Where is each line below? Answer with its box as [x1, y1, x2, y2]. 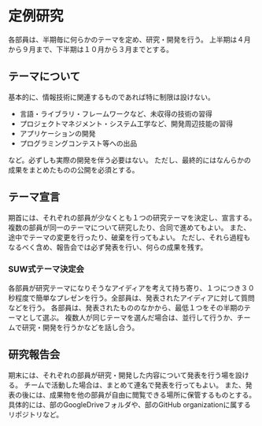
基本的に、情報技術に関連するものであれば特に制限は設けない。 [8, 92, 215, 102]
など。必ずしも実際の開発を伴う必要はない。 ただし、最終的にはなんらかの [8, 155, 252, 165]
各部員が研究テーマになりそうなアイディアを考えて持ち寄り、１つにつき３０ [8, 283, 256, 292]
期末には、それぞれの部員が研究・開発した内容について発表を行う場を [8, 370, 236, 380]
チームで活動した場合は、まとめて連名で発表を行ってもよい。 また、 [23, 380, 246, 390]
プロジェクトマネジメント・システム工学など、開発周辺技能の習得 [19, 119, 234, 128]
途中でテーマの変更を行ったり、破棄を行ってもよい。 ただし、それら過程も [8, 232, 250, 242]
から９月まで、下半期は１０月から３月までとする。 [8, 44, 174, 54]
